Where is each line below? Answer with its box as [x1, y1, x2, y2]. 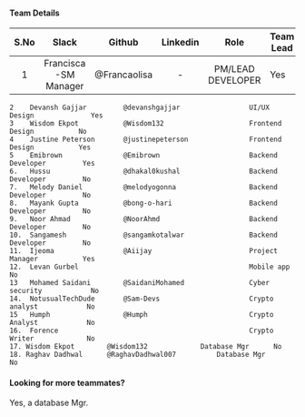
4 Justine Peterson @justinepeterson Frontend [9, 135, 282, 145]
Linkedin [161, 36, 200, 49]
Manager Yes [9, 255, 95, 264]
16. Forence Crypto [9, 326, 274, 336]
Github [108, 36, 139, 49]
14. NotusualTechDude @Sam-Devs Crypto [9, 294, 274, 304]
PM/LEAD [213, 63, 256, 76]
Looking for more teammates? [9, 377, 125, 388]
